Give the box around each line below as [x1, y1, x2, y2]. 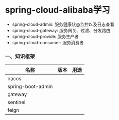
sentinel [7, 99, 26, 106]
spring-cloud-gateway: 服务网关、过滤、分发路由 [12, 27, 111, 33]
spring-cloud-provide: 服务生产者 [12, 34, 79, 39]
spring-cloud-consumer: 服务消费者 [12, 39, 84, 45]
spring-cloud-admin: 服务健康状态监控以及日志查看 [12, 21, 115, 27]
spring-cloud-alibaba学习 [5, 4, 110, 16]
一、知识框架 [5, 53, 35, 60]
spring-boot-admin [7, 83, 53, 90]
